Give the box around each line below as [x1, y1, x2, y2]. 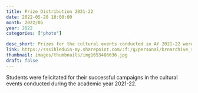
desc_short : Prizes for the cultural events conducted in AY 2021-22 [6, 41, 181, 47]
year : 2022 [6, 25, 33, 31]
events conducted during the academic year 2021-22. [6, 80, 137, 87]
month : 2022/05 [6, 19, 44, 25]
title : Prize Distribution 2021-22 [6, 8, 94, 15]
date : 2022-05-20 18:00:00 [6, 14, 72, 20]
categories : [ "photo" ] [6, 31, 62, 36]
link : [6, 46, 19, 53]
